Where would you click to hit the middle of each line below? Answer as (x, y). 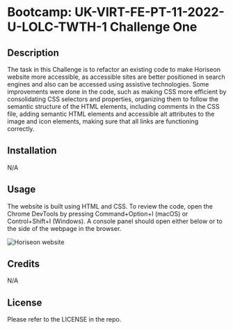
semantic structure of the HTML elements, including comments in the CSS (113, 106)
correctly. (21, 129)
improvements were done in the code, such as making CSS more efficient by (117, 92)
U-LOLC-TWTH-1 (57, 27)
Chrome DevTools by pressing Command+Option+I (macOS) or (98, 213)
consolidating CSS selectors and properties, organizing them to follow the (113, 99)
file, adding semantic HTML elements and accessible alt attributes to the (111, 114)
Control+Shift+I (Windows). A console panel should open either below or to (115, 221)
